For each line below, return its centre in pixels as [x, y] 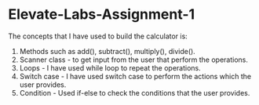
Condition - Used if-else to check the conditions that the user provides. [135, 92]
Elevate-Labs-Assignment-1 [102, 14]
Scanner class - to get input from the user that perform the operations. [134, 60]
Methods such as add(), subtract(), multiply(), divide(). [108, 51]
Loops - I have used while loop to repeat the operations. [110, 67]
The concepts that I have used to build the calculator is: [98, 36]
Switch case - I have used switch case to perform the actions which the [135, 76]
